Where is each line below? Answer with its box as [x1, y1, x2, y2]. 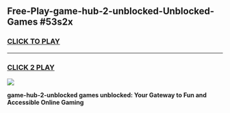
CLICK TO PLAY [7, 37, 60, 47]
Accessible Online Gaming [7, 98, 84, 106]
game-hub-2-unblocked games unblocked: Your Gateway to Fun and [7, 90, 207, 99]
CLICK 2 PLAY [7, 62, 55, 72]
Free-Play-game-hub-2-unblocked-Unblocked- [7, 5, 214, 17]
